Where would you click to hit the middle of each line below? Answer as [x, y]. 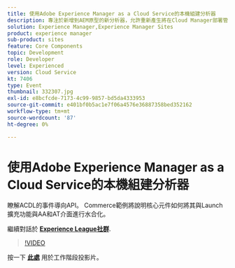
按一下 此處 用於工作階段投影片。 [55, 258]
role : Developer [31, 59]
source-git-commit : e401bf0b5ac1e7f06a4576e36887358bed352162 [100, 105]
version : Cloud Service [42, 72]
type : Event [24, 85]
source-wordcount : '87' [42, 118]
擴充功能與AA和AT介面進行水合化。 [58, 214]
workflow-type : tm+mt [39, 111]
